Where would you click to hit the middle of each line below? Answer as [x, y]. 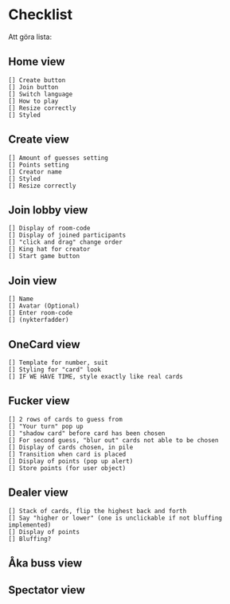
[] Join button [33, 87]
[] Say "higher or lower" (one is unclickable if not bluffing [115, 518]
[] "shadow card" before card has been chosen [87, 433]
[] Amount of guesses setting [58, 158]
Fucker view [39, 401]
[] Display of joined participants [67, 235]
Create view [39, 140]
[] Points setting [39, 165]
